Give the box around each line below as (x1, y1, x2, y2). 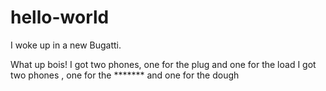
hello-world (10, 6, 110, 29)
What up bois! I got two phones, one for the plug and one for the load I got (10, 58, 317, 70)
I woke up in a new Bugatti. (10, 39, 122, 51)
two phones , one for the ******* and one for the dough (10, 69, 240, 81)
